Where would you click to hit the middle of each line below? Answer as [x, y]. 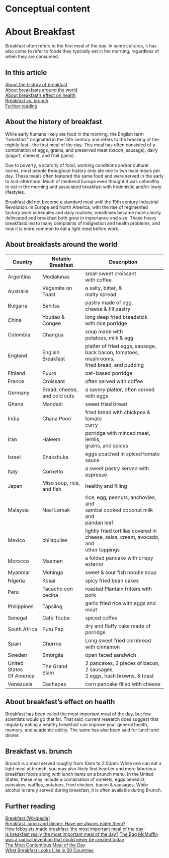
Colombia [19, 334]
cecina [50, 595]
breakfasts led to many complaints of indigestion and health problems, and [82, 223]
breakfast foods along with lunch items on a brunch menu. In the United [79, 774]
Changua [53, 334]
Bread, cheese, [60, 389]
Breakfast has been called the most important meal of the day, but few [78, 714]
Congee [52, 323]
